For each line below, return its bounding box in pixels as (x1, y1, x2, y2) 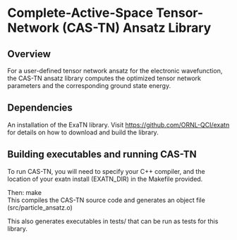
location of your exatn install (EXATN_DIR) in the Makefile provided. (7, 175, 203, 183)
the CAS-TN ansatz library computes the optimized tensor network (7, 74, 201, 82)
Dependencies (7, 102, 73, 114)
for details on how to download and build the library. (7, 128, 159, 137)
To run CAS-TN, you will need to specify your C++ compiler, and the (7, 167, 206, 175)
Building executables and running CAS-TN (7, 149, 197, 160)
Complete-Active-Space (7, 5, 154, 21)
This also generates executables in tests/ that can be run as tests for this (7, 217, 219, 225)
